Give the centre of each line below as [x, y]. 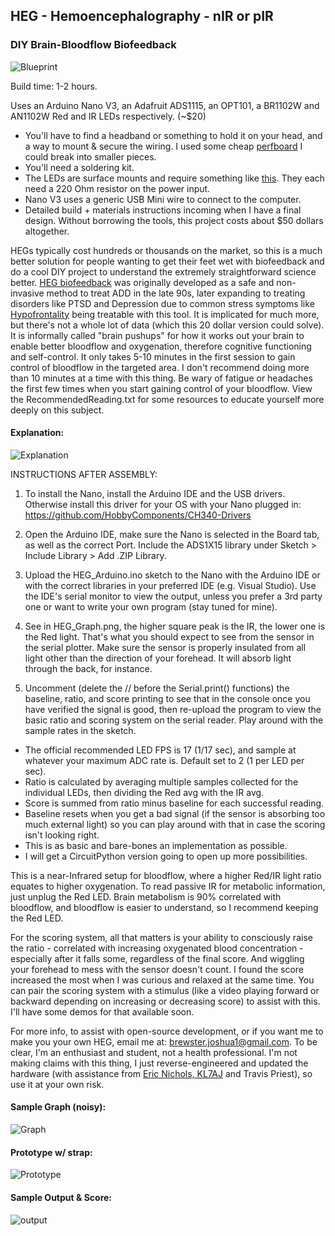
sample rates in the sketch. [80, 730]
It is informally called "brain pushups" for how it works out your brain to [157, 335]
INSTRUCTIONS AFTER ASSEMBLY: [84, 474]
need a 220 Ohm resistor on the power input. [117, 188]
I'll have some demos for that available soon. [102, 1011]
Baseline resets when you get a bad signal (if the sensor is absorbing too [175, 813]
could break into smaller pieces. [90, 156]
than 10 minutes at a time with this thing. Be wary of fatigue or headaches [161, 378]
